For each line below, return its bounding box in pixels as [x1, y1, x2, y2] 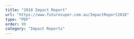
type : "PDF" [5, 17, 31, 22]
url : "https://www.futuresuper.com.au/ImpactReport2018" [5, 12, 129, 17]
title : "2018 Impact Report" [5, 7, 68, 13]
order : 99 [5, 21, 27, 27]
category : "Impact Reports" [5, 26, 65, 31]
